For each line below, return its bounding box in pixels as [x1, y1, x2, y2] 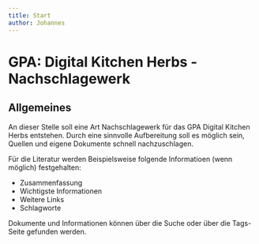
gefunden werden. [26, 227, 87, 236]
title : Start [8, 11, 51, 20]
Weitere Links [19, 194, 65, 204]
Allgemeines [8, 101, 72, 114]
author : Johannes [8, 19, 66, 27]
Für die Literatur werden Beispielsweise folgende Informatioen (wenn [8, 154, 233, 163]
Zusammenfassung [19, 178, 83, 187]
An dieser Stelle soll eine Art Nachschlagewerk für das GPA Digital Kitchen [8, 122, 250, 131]
